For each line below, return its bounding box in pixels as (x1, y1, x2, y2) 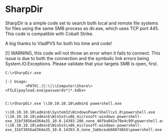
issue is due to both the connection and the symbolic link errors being (5, 55, 149, 61)
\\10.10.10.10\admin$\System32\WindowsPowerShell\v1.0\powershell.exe (5, 109, 155, 114)
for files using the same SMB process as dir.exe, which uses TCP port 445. (5, 25, 159, 31)
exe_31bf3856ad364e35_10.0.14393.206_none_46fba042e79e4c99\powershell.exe (5, 118, 166, 123)
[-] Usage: (5, 79, 28, 84)
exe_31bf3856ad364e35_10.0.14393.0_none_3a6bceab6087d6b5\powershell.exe (5, 127, 162, 132)
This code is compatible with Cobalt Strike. (5, 30, 93, 36)
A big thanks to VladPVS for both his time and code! (5, 40, 112, 46)
